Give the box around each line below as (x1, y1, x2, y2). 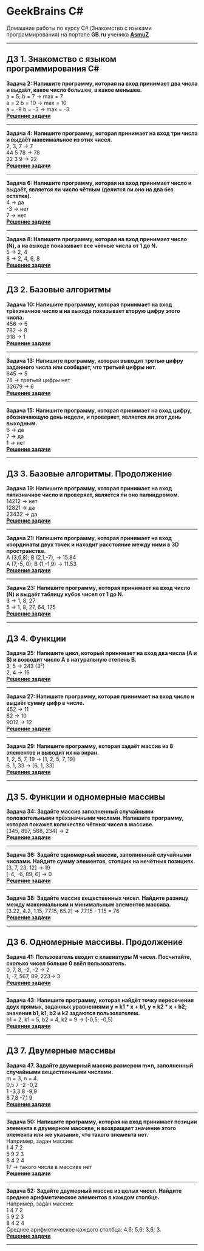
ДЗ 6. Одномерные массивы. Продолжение (6, 937, 183, 947)
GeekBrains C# (6, 4, 84, 18)
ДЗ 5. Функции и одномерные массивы (6, 792, 166, 802)
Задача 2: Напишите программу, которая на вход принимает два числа (6, 80, 198, 87)
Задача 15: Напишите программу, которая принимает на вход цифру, (6, 406, 192, 414)
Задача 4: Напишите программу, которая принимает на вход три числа (6, 129, 198, 137)
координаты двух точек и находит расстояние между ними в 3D (6, 541, 179, 548)
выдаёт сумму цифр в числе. (6, 699, 85, 707)
